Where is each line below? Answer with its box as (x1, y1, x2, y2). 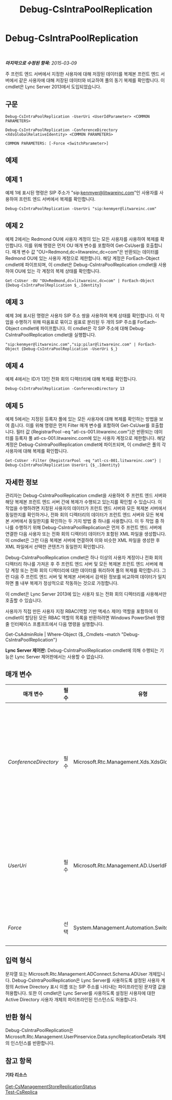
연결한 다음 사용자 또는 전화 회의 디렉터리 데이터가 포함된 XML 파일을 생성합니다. (5, 531, 166, 537)
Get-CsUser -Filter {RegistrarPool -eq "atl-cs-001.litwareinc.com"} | (5, 458, 161, 463)
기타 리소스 (5, 1072, 27, 1078)
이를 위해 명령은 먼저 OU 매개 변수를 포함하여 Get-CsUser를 (24, 242, 145, 248)
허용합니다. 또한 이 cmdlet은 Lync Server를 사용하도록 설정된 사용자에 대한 (5, 990, 156, 996)
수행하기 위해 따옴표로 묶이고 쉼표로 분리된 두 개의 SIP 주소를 (14, 319, 137, 325)
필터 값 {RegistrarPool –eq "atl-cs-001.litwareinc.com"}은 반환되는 (16, 429, 154, 435)
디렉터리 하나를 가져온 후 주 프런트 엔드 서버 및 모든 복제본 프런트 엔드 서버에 (5, 561, 158, 567)
